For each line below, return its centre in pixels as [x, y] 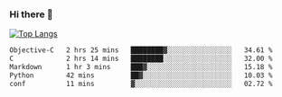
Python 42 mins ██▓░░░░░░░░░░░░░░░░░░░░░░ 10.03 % [141, 75]
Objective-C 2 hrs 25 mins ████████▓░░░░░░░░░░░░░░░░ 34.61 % [141, 50]
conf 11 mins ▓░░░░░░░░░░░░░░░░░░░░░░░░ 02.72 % [141, 84]
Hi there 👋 [32, 14]
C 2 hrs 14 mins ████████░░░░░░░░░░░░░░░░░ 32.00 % [141, 59]
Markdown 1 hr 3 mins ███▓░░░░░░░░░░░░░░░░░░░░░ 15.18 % [141, 67]
